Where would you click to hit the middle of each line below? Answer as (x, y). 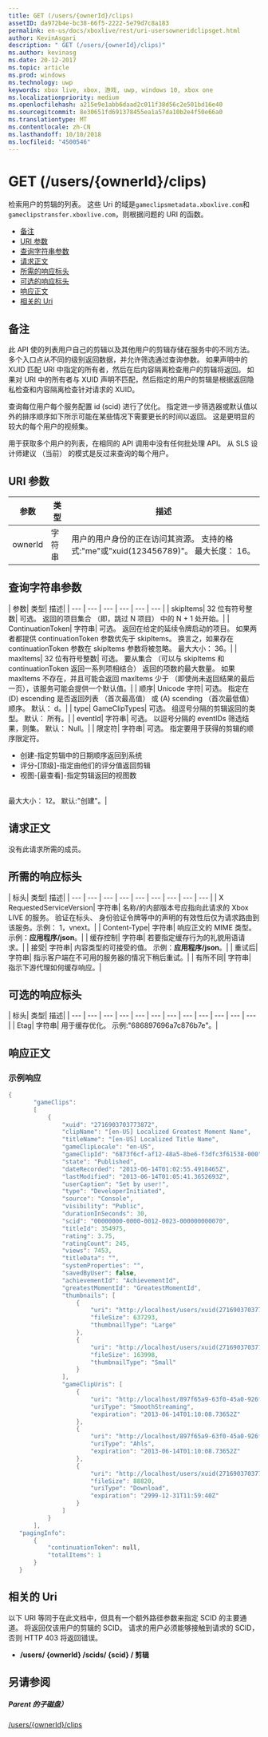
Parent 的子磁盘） (38, 1704)
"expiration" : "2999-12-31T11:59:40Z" (155, 1496)
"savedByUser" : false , (99, 1273)
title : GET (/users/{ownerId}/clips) (71, 16)
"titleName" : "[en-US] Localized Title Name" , (140, 1140)
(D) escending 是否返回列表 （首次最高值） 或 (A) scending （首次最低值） (131, 698)
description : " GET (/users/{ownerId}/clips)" (87, 46)
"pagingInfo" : (42, 1533)
